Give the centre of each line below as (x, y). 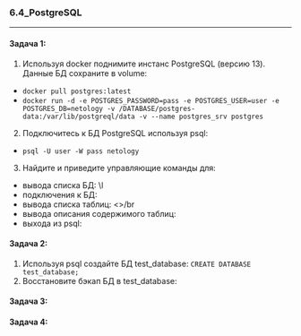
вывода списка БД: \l (63, 185)
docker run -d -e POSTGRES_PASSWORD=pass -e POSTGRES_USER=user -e (150, 100)
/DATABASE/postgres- (157, 108)
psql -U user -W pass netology (81, 151)
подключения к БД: (60, 194)
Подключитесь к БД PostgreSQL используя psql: (115, 133)
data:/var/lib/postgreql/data (79, 116)
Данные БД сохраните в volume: (85, 73)
